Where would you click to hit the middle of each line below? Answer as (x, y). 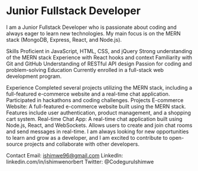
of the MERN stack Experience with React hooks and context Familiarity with (99, 57)
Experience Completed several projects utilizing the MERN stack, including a (99, 87)
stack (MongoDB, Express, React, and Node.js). (64, 40)
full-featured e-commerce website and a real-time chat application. (88, 94)
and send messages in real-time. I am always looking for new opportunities (98, 131)
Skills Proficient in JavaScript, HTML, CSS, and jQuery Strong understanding (99, 51)
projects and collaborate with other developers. (82, 144)
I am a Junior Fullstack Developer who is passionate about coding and (92, 27)
